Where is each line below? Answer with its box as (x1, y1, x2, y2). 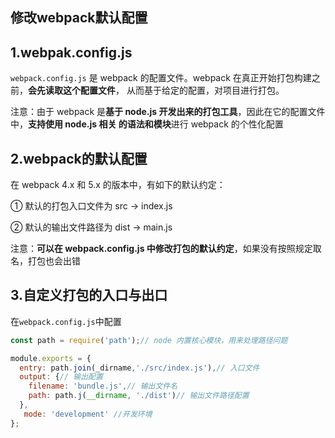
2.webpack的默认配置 (10, 150, 148, 167)
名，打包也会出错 (10, 255, 81, 267)
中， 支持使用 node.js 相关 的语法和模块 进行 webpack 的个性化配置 (10, 118, 284, 130)
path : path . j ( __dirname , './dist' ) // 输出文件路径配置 (28, 391, 250, 401)
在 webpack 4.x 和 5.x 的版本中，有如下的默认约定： (10, 179, 226, 191)
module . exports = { (10, 353, 92, 363)
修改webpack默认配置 (10, 9, 148, 27)
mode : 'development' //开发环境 (23, 409, 153, 419)
